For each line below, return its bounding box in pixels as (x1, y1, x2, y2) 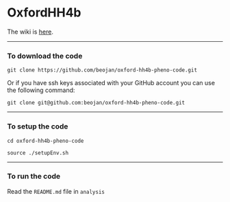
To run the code (7, 172, 61, 181)
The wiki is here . (7, 27, 53, 36)
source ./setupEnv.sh (7, 149, 69, 156)
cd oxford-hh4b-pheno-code (7, 137, 84, 144)
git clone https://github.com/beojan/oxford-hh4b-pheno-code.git (7, 67, 197, 74)
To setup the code (7, 122, 68, 131)
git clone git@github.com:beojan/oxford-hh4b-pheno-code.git (7, 100, 186, 106)
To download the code (7, 51, 83, 60)
